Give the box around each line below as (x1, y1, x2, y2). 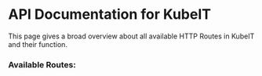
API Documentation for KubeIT (8, 5, 212, 24)
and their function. (8, 39, 68, 49)
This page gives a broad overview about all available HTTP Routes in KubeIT (8, 31, 255, 41)
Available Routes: (8, 59, 76, 70)
